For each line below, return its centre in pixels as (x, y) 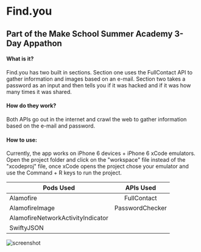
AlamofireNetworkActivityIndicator (59, 218)
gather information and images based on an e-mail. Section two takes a (96, 79)
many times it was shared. (39, 92)
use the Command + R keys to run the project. (64, 173)
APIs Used (141, 188)
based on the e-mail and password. (51, 126)
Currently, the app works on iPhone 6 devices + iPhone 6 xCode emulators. (101, 153)
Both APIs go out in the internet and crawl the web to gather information (97, 119)
